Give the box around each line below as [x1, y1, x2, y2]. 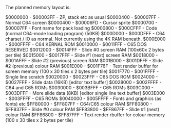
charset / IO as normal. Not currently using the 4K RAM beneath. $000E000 [5, 36, 166, 42]
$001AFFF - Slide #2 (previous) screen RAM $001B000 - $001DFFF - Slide [5, 58, 163, 63]
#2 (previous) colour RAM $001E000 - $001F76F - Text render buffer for [5, 63, 159, 69]
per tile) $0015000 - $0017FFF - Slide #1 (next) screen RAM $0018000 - [5, 52, 158, 58]
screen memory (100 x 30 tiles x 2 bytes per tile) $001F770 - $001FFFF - [5, 68, 159, 74]
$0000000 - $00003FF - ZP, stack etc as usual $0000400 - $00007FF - [5, 14, 160, 20]
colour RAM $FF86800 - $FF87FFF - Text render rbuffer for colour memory [5, 112, 165, 118]
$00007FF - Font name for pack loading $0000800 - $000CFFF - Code [5, 25, 158, 31]
